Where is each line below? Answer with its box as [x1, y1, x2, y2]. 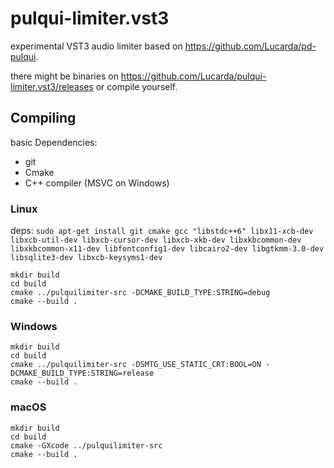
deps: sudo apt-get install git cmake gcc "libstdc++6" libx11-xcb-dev [10, 225, 314, 237]
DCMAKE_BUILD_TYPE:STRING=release [10, 368, 155, 379]
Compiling [10, 110, 77, 127]
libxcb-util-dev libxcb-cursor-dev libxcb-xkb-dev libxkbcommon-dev [10, 235, 302, 246]
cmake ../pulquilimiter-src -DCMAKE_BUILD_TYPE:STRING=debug [10, 288, 271, 298]
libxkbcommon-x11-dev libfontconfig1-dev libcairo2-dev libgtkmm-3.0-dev [10, 244, 325, 254]
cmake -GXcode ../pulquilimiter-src [10, 440, 163, 451]
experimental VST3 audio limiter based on [10, 40, 183, 52]
